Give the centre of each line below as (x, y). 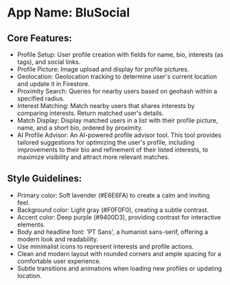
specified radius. (41, 98)
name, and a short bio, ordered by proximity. (80, 128)
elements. (31, 224)
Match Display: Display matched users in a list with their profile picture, (117, 120)
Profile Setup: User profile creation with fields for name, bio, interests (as (120, 54)
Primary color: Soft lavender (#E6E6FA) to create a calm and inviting (113, 195)
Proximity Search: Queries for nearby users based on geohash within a (117, 91)
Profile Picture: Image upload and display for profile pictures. (103, 69)
